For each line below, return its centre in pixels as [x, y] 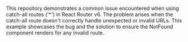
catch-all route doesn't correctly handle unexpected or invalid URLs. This [94, 20]
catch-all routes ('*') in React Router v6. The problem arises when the [90, 14]
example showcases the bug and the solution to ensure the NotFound [90, 26]
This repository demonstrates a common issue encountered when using [93, 8]
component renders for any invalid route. [55, 33]
